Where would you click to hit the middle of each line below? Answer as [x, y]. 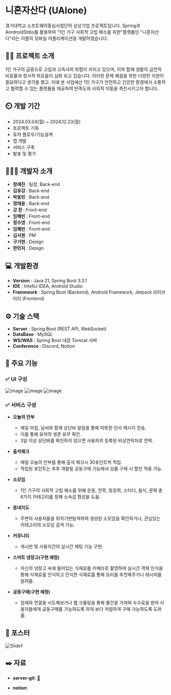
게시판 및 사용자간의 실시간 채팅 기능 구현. [62, 546]
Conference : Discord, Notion [44, 346]
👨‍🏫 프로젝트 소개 [30, 56]
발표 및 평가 [24, 153]
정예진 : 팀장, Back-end [36, 184]
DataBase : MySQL [33, 334]
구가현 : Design [28, 242]
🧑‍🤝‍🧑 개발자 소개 [29, 171]
